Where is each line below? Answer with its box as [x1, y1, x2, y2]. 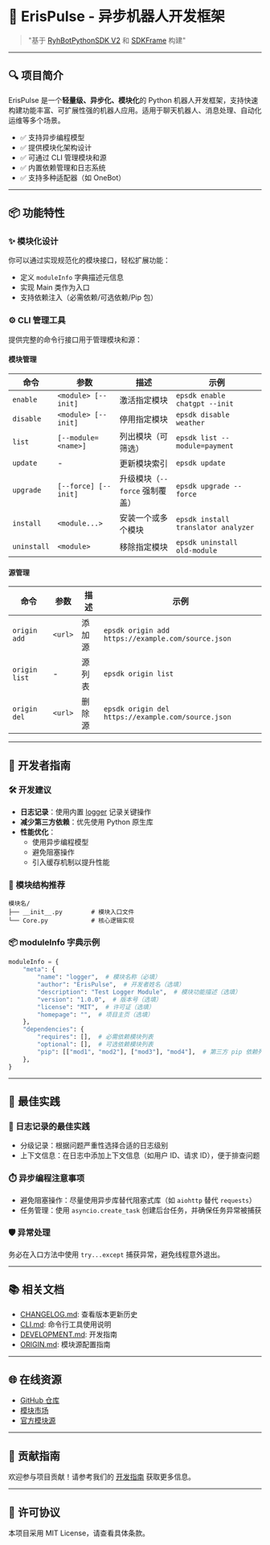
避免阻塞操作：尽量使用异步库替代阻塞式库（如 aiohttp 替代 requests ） [19, 1195, 257, 1205]
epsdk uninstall [175, 538, 239, 547]
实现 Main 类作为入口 [19, 282, 90, 292]
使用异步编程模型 [31, 837, 89, 847]
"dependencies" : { [22, 1025, 84, 1034]
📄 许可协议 [8, 1506, 60, 1519]
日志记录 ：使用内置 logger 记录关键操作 [19, 806, 152, 817]
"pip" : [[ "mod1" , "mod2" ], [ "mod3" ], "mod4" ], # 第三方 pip [37, 1048, 243, 1056]
